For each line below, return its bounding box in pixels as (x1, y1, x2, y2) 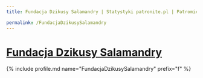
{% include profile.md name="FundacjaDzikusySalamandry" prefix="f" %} (6, 65, 192, 73)
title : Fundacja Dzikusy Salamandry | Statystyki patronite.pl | (6, 8, 174, 15)
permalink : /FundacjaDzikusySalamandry (6, 19, 107, 26)
